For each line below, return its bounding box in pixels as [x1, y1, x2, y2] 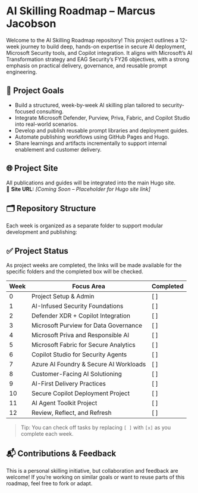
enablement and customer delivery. [14, 146, 102, 153]
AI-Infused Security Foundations [32, 302, 124, 310]
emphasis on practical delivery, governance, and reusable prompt [6, 61, 168, 69]
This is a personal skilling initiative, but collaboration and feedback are [6, 467, 178, 474]
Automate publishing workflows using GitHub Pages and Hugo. [14, 133, 169, 140]
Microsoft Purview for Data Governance [32, 321, 143, 329]
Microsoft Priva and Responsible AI [32, 331, 130, 340]
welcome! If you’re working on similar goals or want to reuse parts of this [6, 473, 185, 480]
